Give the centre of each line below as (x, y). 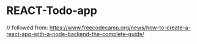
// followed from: (27, 28)
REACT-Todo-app (52, 11)
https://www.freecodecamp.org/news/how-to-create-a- (120, 28)
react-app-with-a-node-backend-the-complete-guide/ (76, 34)
